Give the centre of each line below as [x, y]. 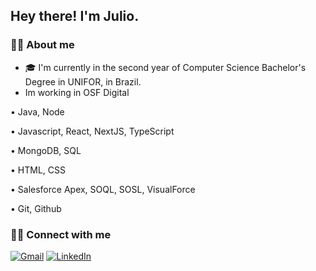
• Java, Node [37, 111]
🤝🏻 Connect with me [61, 234]
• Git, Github [36, 208]
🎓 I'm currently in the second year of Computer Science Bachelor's [165, 67]
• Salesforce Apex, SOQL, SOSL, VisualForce [103, 189]
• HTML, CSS [38, 170]
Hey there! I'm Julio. [75, 16]
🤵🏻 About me [42, 45]
